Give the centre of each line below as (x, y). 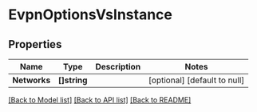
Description (118, 67)
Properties (35, 44)
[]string (73, 80)
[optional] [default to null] (196, 80)
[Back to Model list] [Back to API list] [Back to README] (100, 100)
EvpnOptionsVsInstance (91, 15)
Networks (32, 80)
